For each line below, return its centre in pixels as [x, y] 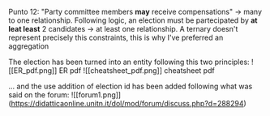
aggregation [29, 46]
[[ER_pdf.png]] [33, 71]
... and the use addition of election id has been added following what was [131, 86]
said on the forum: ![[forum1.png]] [65, 95]
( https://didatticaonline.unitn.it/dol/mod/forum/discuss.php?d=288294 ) [128, 103]
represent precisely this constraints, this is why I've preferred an [116, 37]
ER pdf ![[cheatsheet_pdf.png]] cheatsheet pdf [137, 71]
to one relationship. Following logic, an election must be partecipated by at [133, 20]
